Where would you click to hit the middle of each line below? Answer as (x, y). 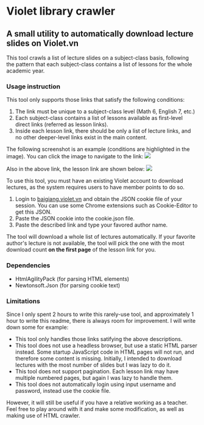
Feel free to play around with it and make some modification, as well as (95, 409)
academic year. (26, 71)
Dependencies (28, 265)
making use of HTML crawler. (43, 415)
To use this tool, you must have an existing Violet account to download (95, 181)
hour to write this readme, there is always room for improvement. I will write (101, 320)
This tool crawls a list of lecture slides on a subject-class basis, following (98, 58)
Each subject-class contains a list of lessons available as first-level (99, 118)
